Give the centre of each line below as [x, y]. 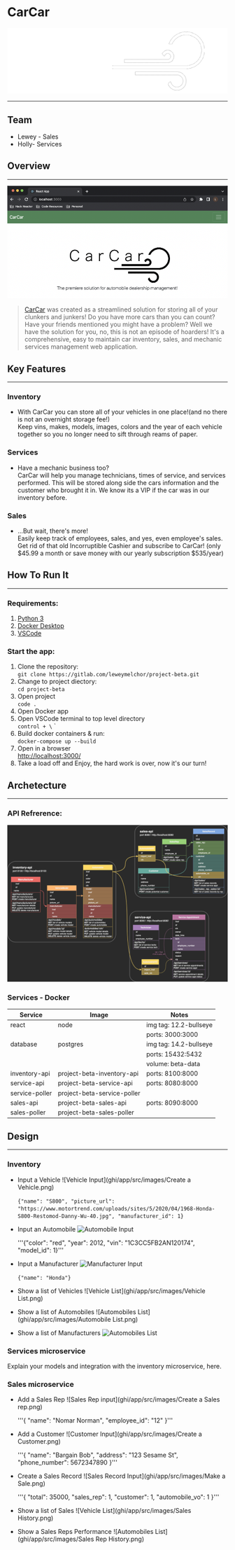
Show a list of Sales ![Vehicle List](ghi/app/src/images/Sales [104, 1511]
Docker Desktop [41, 626]
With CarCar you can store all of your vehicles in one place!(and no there [122, 412]
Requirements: [33, 603]
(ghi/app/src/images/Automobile [64, 1319]
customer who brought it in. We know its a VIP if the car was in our [113, 490]
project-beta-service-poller [99, 1093]
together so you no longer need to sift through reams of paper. [107, 434]
